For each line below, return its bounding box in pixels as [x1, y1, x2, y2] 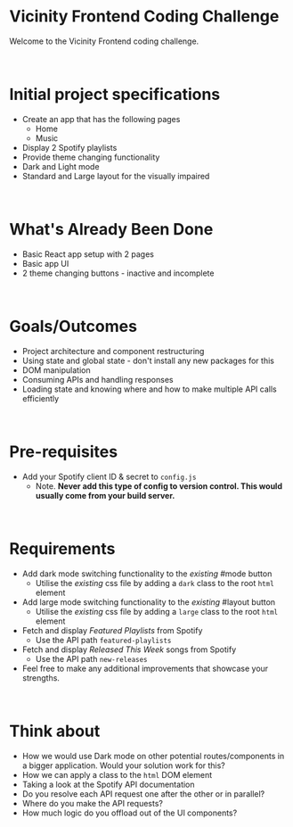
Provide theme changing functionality [21, 152, 160, 162]
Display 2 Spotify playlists [21, 142, 118, 153]
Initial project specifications [9, 85, 221, 104]
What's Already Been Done [9, 219, 214, 240]
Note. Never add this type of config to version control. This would [35, 480, 283, 492]
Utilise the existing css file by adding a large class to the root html [35, 606, 279, 616]
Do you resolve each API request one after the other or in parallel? [21, 788, 265, 799]
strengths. [21, 672, 61, 683]
